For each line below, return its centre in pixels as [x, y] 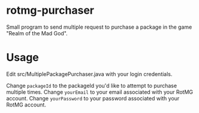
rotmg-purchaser [50, 10]
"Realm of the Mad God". [37, 33]
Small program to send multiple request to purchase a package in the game [99, 27]
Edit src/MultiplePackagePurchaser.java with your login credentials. [89, 74]
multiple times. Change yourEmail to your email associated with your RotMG [100, 92]
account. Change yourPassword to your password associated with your [93, 98]
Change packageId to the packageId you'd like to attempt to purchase [92, 85]
